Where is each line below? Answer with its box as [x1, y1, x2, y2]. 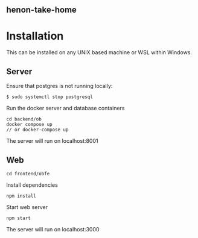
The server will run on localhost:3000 [6, 225, 100, 233]
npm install [6, 193, 36, 199]
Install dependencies [6, 181, 59, 189]
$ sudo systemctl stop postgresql [6, 94, 94, 100]
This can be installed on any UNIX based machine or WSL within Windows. [6, 49, 192, 56]
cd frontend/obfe [6, 171, 50, 177]
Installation [6, 29, 64, 43]
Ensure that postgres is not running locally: [6, 83, 113, 90]
